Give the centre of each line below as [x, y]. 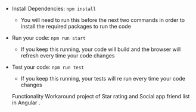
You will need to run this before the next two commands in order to [103, 20]
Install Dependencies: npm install [54, 9]
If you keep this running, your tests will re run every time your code [103, 79]
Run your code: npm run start [49, 38]
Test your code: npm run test [48, 67]
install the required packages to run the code [76, 26]
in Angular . [26, 103]
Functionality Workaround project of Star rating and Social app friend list [101, 96]
